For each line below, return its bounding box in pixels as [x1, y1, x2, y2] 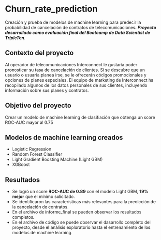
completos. [12, 214, 35, 220]
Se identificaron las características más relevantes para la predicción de [12, 199, 156, 205]
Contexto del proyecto [5, 49, 74, 57]
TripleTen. [5, 35, 26, 41]
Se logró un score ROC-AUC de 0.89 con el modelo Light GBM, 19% [12, 189, 148, 195]
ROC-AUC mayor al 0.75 [5, 120, 53, 125]
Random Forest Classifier [12, 151, 62, 157]
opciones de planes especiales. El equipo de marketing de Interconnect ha [5, 77, 154, 83]
